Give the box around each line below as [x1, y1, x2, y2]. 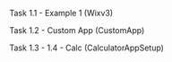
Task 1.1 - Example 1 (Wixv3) [9, 8, 114, 18]
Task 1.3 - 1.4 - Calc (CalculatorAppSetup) [9, 42, 164, 53]
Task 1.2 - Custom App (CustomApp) [9, 25, 145, 35]
